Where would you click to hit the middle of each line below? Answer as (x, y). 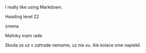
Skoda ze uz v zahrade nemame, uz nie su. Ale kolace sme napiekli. (73, 45)
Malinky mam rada (24, 36)
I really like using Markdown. (34, 7)
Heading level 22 (22, 16)
